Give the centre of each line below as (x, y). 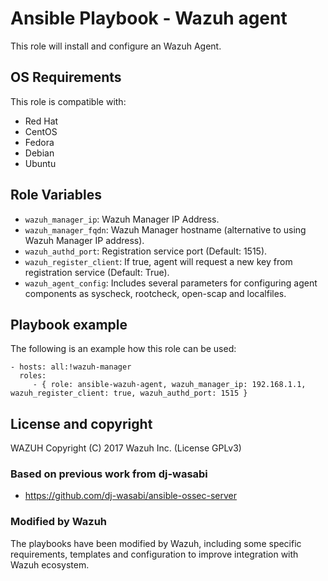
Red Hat (41, 121)
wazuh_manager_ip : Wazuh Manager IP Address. (122, 219)
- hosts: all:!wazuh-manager (71, 367)
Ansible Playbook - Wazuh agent (149, 18)
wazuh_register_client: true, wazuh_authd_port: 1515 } (129, 393)
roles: (33, 376)
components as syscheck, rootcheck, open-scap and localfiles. (155, 293)
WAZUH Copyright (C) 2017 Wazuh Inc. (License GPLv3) (126, 448)
